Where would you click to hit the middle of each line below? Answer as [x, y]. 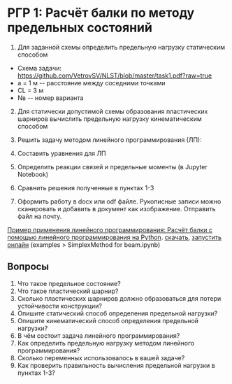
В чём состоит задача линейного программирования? [99, 335]
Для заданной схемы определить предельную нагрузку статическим [121, 47]
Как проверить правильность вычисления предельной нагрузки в [116, 365]
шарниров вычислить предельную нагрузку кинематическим [109, 119]
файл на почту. [39, 216]
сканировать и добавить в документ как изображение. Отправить [116, 208]
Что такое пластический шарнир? [68, 291]
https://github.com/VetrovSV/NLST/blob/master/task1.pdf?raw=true [115, 76]
